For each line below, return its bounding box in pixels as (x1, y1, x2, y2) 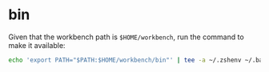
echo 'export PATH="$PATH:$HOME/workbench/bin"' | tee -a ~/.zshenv (8, 56, 242, 64)
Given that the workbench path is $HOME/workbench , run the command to (8, 32, 244, 42)
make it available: (8, 40, 66, 50)
